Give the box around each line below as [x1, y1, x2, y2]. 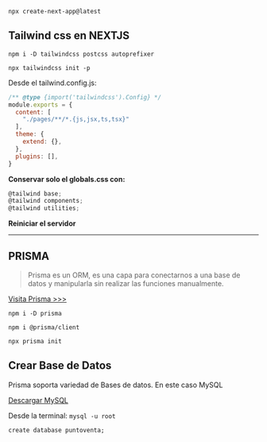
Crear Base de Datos [8, 359, 112, 373]
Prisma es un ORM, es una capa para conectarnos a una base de [27, 270, 241, 280]
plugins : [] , [15, 152, 59, 161]
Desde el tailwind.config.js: [8, 78, 97, 87]
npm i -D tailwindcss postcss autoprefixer [8, 50, 155, 58]
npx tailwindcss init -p [8, 64, 91, 72]
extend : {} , [22, 138, 62, 146]
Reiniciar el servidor [8, 219, 76, 228]
